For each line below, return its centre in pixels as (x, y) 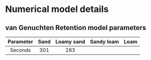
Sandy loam (104, 42)
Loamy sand (70, 42)
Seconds (20, 50)
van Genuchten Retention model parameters (76, 28)
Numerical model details (57, 9)
